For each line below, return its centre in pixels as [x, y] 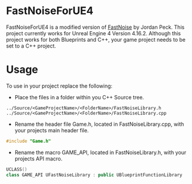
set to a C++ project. [31, 46]
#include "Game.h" [28, 141]
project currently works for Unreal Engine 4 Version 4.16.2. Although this [93, 33]
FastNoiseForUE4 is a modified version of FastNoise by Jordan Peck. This [95, 27]
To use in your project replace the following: [59, 86]
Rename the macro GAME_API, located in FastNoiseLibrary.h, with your [100, 152]
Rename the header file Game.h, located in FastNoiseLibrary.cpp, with [99, 124]
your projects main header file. [52, 130]
